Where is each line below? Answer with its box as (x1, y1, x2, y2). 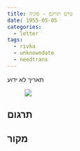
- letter (13, 29, 39, 37)
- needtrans (13, 56, 49, 63)
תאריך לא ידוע (7, 75, 45, 84)
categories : (7, 23, 42, 30)
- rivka (13, 43, 36, 50)
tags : (7, 37, 23, 44)
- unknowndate (13, 50, 54, 57)
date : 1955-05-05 (7, 17, 58, 24)
